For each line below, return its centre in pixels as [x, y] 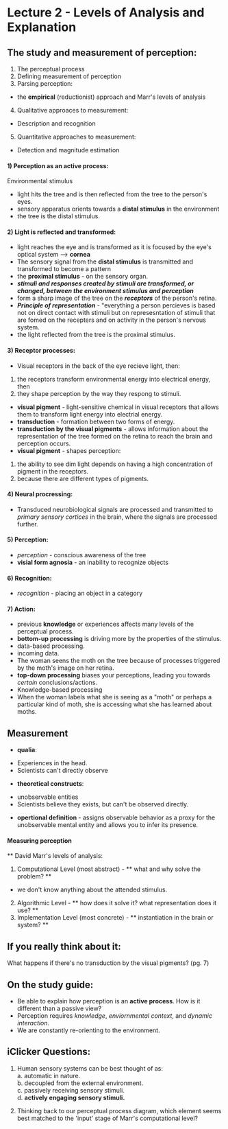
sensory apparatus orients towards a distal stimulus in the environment [118, 209]
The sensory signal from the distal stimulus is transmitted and [105, 261]
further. [28, 524]
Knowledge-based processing [60, 690]
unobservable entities [48, 797]
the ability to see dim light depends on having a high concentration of [115, 464]
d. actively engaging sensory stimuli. [71, 1097]
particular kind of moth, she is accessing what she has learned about [114, 704]
